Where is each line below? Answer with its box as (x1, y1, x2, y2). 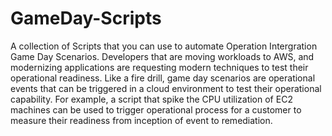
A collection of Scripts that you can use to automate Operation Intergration (10, 40, 318, 52)
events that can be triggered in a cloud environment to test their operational (10, 82, 322, 94)
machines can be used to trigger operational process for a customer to (10, 103, 302, 116)
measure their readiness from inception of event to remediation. (10, 114, 273, 126)
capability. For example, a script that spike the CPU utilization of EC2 (10, 93, 293, 105)
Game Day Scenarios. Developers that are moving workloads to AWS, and (10, 50, 315, 62)
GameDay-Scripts (10, 7, 162, 30)
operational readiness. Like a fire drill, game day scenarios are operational (10, 72, 316, 84)
